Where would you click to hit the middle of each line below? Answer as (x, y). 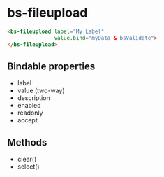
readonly (30, 113)
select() (28, 167)
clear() (27, 160)
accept (27, 120)
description (33, 98)
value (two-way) (41, 91)
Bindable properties (51, 66)
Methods (27, 142)
